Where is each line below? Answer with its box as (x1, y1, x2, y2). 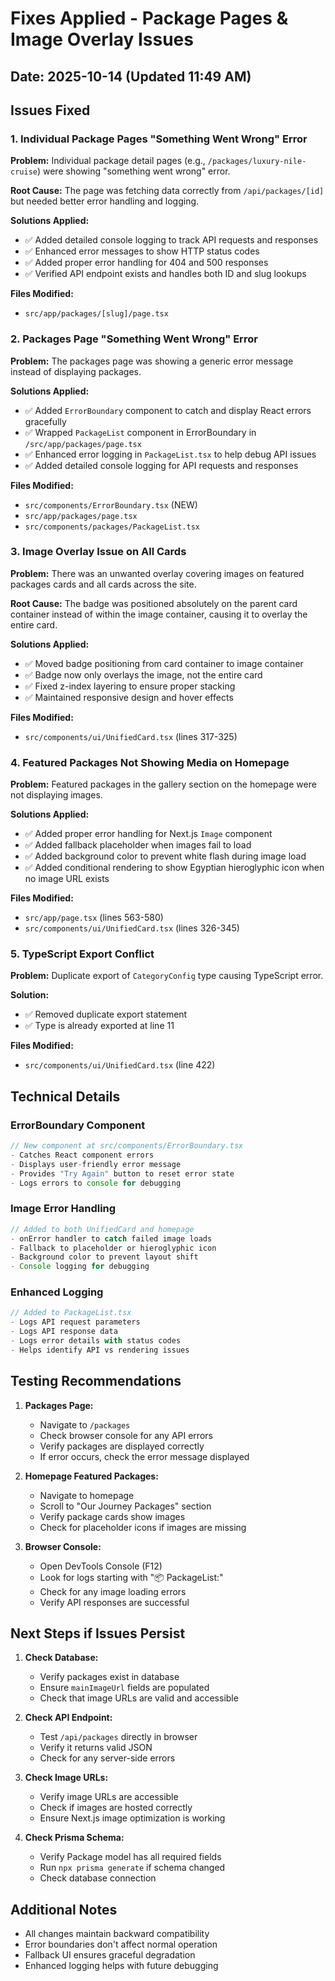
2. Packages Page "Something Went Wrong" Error (10, 332, 258, 346)
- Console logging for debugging (10, 1262, 150, 1272)
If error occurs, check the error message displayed (39, 1450, 250, 1462)
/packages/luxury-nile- (207, 157, 307, 167)
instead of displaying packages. (10, 365, 142, 377)
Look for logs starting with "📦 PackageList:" (39, 1571, 224, 1583)
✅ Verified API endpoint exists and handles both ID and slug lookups (24, 268, 307, 280)
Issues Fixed (10, 102, 91, 119)
